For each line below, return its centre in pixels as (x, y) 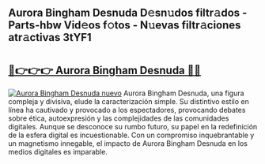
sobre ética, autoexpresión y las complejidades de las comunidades (119, 118)
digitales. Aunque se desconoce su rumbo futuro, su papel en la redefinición (133, 127)
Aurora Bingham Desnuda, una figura (184, 93)
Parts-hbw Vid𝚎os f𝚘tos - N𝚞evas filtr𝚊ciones (125, 26)
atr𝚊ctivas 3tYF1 (50, 37)
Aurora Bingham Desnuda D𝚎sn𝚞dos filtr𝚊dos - (128, 13)
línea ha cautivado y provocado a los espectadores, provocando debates (127, 110)
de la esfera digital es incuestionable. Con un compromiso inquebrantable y (131, 135)
